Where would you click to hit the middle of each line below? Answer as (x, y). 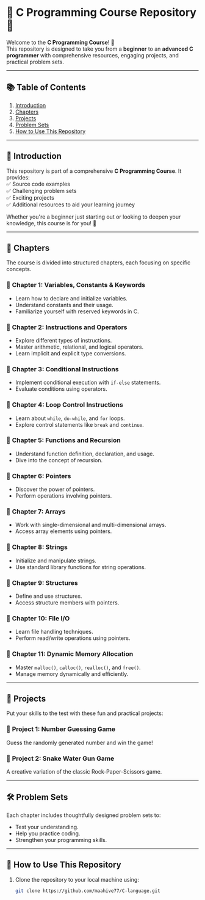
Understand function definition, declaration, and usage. (85, 454)
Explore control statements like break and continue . (80, 424)
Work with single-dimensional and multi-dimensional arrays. (91, 525)
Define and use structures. (49, 596)
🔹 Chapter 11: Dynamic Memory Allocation (70, 654)
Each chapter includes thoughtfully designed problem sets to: (84, 815)
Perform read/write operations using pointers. (73, 638)
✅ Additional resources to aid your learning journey (71, 205)
